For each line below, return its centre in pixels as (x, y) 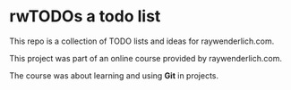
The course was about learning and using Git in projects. (114, 75)
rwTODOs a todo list (85, 16)
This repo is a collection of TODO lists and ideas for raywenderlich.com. (142, 41)
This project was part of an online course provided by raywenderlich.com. (145, 58)
